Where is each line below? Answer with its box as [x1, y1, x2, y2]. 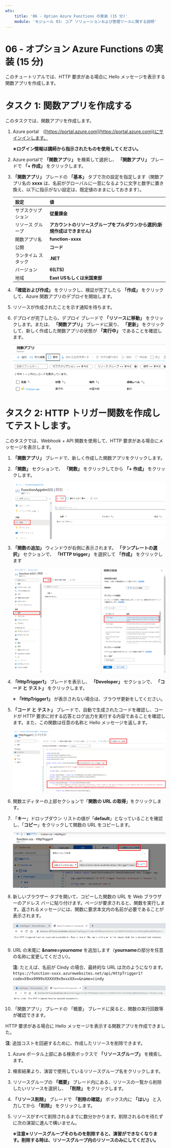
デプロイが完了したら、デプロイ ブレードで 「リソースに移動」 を [12, 315, 150, 321]
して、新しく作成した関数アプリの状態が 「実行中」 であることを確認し [12, 328, 162, 334]
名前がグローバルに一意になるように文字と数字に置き [52, 180, 164, 186]
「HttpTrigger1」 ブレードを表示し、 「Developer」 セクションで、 [12, 678, 155, 684]
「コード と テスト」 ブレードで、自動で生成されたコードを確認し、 [12, 706, 154, 712]
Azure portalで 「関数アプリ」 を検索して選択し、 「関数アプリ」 [12, 157, 150, 163]
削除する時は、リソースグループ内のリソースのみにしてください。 [21, 1137, 159, 1143]
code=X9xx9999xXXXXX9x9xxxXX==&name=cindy [12, 977, 104, 982]
